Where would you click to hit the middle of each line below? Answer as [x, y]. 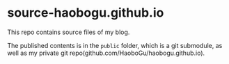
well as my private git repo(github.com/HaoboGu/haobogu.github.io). [106, 53]
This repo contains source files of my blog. [69, 32]
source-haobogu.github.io [86, 13]
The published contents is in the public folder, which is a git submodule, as [115, 45]
